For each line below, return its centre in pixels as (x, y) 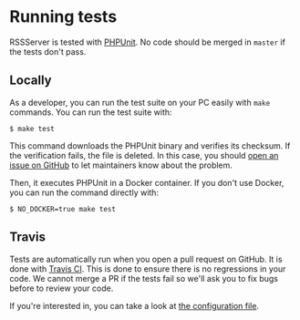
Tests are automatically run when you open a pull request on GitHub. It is (146, 259)
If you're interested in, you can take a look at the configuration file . (134, 305)
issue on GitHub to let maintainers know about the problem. (121, 165)
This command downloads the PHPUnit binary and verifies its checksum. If (150, 145)
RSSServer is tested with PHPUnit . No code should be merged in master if (147, 42)
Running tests (63, 17)
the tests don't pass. (48, 51)
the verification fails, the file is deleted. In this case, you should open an (144, 155)
